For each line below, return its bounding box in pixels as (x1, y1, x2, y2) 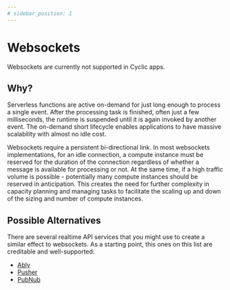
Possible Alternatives (7, 214, 101, 226)
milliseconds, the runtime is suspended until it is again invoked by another (7, 115, 217, 124)
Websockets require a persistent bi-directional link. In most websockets (7, 143, 210, 152)
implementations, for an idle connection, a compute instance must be (7, 151, 204, 159)
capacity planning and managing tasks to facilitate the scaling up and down (7, 187, 222, 196)
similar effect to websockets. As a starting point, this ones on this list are (7, 240, 213, 249)
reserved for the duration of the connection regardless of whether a (7, 158, 200, 166)
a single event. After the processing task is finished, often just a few (7, 108, 200, 116)
